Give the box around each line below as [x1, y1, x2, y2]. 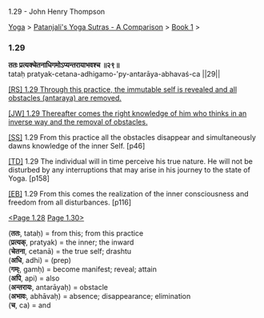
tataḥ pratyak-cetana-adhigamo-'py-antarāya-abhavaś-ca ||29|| [8, 70, 221, 79]
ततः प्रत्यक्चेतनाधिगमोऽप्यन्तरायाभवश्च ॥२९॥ [8, 60, 120, 70]
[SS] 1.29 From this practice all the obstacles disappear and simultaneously [8, 133, 256, 142]
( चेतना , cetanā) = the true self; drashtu [8, 247, 132, 256]
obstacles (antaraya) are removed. [8, 93, 122, 103]
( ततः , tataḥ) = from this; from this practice [8, 229, 144, 238]
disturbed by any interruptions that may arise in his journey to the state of [8, 165, 250, 175]
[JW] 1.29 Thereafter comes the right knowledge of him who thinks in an [8, 109, 247, 118]
